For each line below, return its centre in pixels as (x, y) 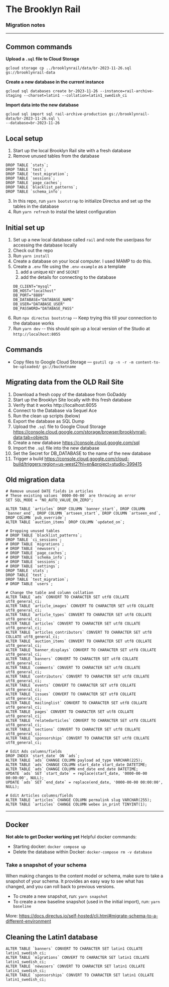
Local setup (24, 138)
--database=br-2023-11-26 (33, 123)
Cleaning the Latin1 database (52, 937)
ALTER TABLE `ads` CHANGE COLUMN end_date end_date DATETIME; (72, 769)
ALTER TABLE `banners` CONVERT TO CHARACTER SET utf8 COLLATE (72, 659)
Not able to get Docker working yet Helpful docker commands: (71, 837)
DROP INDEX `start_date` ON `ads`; (43, 756)
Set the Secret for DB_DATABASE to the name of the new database (82, 453)
